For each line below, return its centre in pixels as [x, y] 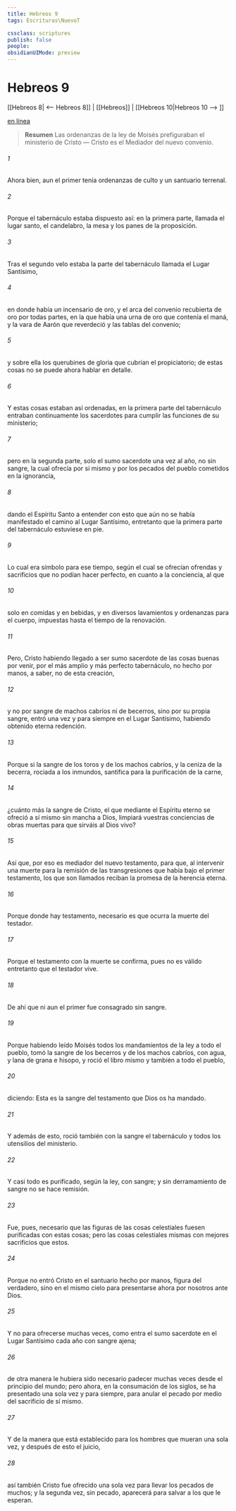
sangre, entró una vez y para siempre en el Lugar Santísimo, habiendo [109, 719]
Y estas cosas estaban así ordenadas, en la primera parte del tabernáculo [114, 408]
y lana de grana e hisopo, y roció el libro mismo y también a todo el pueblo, [116, 1060]
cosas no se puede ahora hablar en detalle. [70, 370]
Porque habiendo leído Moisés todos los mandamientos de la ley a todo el [114, 1045]
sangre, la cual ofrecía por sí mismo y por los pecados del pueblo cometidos [118, 468]
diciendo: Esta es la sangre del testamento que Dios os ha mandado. [107, 1098]
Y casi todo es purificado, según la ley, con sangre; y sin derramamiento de [117, 1182]
